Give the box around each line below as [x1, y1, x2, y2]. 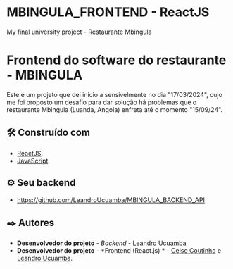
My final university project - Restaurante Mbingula [6, 27, 152, 36]
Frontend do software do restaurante [6, 52, 227, 68]
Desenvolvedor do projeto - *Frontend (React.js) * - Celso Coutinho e [16, 246, 222, 255]
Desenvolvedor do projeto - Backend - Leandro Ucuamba [16, 239, 187, 247]
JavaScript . [16, 156, 51, 165]
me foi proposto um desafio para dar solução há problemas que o [6, 98, 197, 106]
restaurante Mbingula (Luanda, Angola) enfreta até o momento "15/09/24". [6, 105, 223, 113]
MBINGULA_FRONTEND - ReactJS [6, 4, 210, 20]
